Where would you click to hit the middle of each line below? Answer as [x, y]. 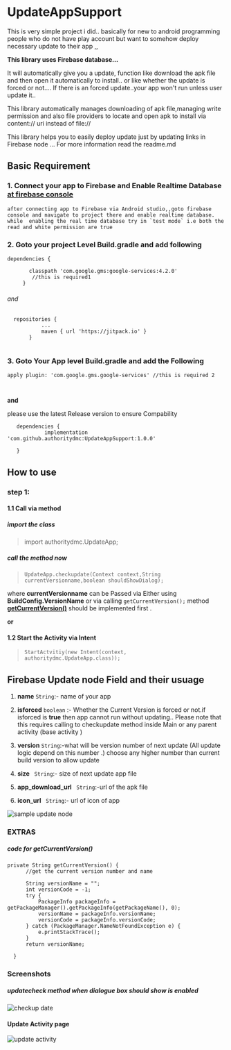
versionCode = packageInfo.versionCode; [97, 920]
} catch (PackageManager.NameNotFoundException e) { [103, 926]
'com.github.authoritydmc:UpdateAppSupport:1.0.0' [82, 439]
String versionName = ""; [63, 884]
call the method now [37, 558]
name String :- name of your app [64, 697]
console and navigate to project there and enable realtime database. [111, 215]
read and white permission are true [60, 227]
